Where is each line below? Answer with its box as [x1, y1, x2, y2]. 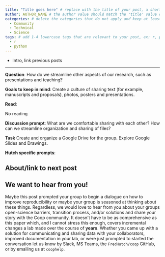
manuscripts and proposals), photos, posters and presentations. [5, 92, 135, 97]
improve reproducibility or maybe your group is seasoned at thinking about [5, 199, 156, 205]
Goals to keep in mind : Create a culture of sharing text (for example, [5, 86, 143, 92]
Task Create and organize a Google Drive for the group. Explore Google [5, 135, 150, 141]
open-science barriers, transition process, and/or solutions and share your [5, 209, 156, 215]
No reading [5, 110, 28, 116]
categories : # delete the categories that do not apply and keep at [5, 16, 148, 21]
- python [9, 44, 27, 49]
